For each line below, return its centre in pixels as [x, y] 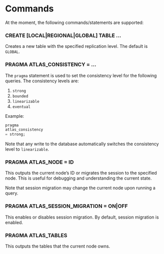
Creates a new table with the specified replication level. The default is [77, 46]
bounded [20, 96]
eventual [21, 107]
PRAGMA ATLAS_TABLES [36, 235]
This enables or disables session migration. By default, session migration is [82, 217]
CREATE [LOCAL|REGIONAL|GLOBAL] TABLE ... [63, 35]
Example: [15, 116]
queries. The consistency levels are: [42, 81]
